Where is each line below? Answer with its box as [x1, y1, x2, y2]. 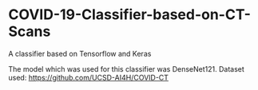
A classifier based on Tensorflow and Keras [8, 49, 152, 58]
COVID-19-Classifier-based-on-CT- [8, 6, 252, 24]
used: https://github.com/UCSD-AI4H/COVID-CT [8, 72, 169, 82]
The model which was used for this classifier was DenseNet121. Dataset [8, 64, 245, 73]
